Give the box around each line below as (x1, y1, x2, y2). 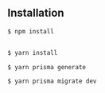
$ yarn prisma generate (7, 63, 87, 71)
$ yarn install (7, 48, 58, 56)
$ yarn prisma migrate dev (7, 77, 97, 86)
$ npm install (7, 27, 55, 35)
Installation (7, 6, 64, 20)
